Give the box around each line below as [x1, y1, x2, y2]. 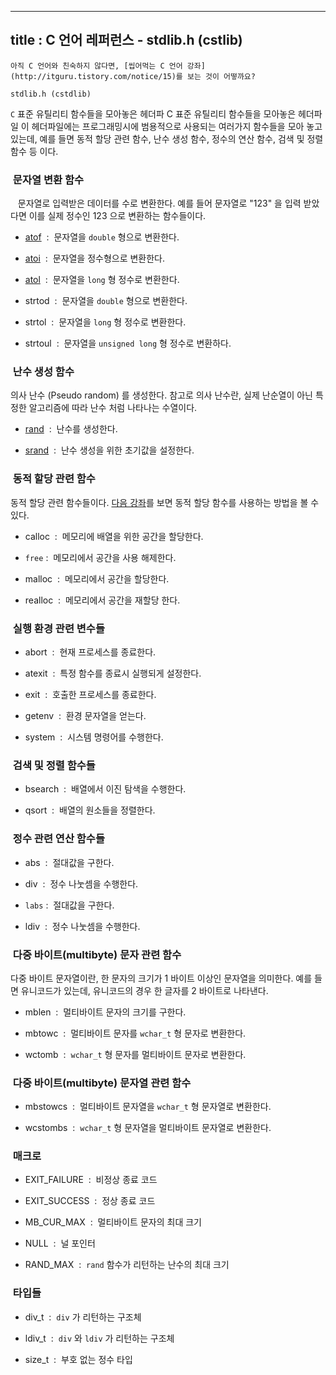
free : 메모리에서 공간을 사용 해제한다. [24, 551, 177, 563]
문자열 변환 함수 [12, 172, 84, 186]
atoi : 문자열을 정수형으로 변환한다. [24, 252, 166, 265]
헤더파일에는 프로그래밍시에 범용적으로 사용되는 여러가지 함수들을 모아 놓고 [31, 120, 323, 132]
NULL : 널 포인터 [24, 1237, 96, 1250]
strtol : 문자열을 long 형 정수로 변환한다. [24, 316, 187, 328]
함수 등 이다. [10, 145, 59, 157]
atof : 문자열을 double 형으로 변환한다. [24, 231, 180, 243]
